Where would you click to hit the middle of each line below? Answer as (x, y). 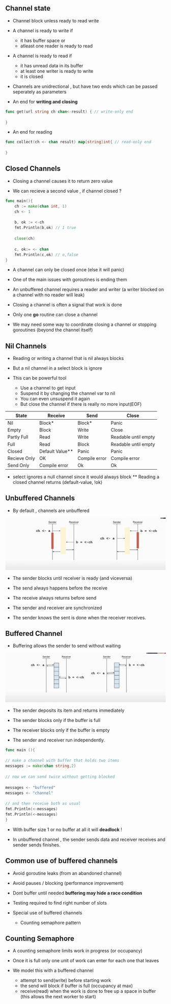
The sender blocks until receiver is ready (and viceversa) (72, 578)
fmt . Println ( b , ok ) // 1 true (45, 228)
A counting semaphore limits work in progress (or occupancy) (77, 951)
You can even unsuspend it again (55, 399)
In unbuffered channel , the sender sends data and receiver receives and (89, 839)
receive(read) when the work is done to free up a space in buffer (88, 991)
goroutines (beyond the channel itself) (53, 330)
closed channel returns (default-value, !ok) (58, 482)
